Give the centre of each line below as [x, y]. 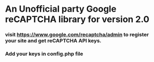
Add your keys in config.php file [44, 54]
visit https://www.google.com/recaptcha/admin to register [77, 35]
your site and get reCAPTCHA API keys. [53, 41]
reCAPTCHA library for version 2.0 [77, 19]
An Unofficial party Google [61, 9]
